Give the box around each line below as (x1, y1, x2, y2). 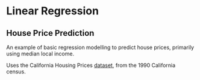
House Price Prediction (6, 28, 95, 38)
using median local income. (6, 50, 74, 57)
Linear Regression (6, 4, 99, 18)
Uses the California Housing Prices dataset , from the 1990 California (6, 61, 176, 69)
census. (6, 68, 26, 75)
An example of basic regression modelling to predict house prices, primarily (6, 44, 195, 51)
